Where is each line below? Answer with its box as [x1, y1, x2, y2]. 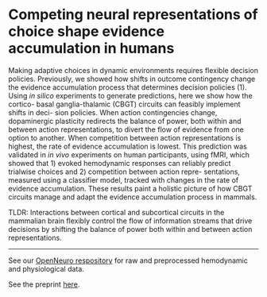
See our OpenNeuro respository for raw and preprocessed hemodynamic [8, 256, 248, 265]
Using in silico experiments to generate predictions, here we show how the [8, 91, 253, 100]
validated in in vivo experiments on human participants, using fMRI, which [8, 149, 250, 160]
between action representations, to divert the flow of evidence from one [8, 125, 244, 134]
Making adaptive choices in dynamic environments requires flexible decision [8, 65, 259, 75]
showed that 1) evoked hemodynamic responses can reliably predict [8, 158, 231, 168]
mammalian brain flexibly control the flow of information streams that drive [8, 216, 253, 226]
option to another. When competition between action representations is [8, 133, 242, 142]
